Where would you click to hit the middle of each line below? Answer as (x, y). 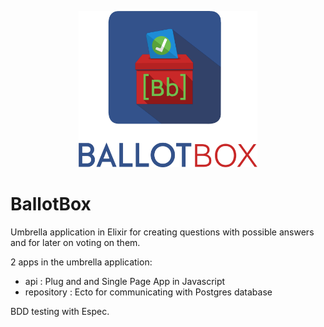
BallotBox (51, 204)
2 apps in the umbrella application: (81, 262)
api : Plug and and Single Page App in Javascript (125, 281)
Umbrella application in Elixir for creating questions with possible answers (162, 232)
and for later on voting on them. (75, 242)
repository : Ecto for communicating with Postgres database (148, 292)
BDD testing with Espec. (60, 311)
